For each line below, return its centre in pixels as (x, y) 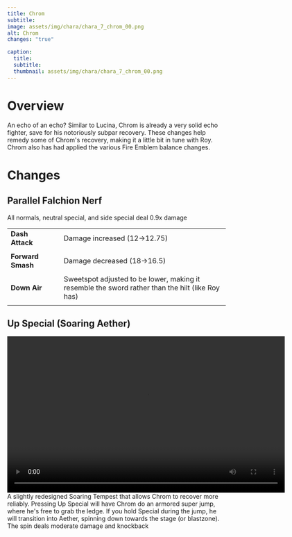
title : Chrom (26, 14)
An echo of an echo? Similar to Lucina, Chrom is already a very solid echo (113, 125)
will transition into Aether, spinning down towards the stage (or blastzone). (113, 519)
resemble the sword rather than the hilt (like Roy (141, 288)
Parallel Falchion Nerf (55, 201)
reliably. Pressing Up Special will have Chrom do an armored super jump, (111, 504)
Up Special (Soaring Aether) (69, 323)
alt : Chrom (23, 33)
